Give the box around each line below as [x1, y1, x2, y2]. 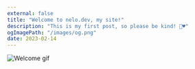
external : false [7, 10, 54, 17]
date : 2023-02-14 [7, 36, 57, 42]
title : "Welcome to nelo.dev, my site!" [7, 16, 125, 23]
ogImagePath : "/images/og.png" [7, 29, 97, 36]
